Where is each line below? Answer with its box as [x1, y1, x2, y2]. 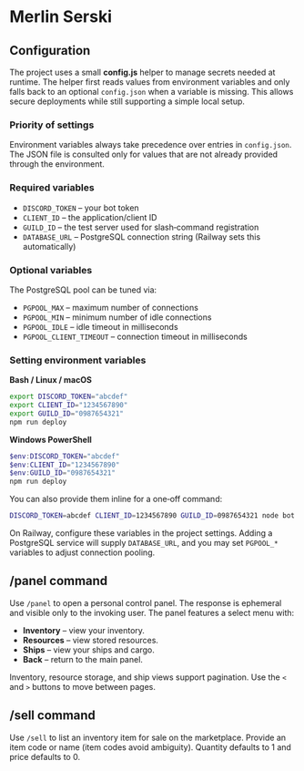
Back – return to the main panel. [22, 653, 144, 664]
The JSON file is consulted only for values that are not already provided [9, 149, 279, 160]
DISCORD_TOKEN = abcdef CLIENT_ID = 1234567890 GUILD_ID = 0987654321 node [9, 511, 279, 520]
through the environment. [9, 159, 105, 170]
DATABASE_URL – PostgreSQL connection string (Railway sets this [22, 231, 261, 242]
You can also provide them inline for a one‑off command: [9, 494, 223, 505]
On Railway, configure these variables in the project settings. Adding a [9, 528, 273, 539]
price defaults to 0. [9, 751, 80, 762]
